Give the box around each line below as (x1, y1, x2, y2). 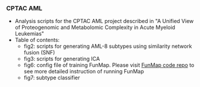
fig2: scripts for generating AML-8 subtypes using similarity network (23, 43, 192, 50)
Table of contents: (14, 37, 60, 44)
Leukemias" (14, 30, 45, 37)
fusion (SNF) (23, 49, 56, 56)
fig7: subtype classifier (23, 74, 81, 81)
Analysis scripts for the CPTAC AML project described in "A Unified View (14, 18, 194, 25)
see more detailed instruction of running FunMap (23, 68, 144, 75)
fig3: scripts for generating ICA (23, 55, 100, 63)
